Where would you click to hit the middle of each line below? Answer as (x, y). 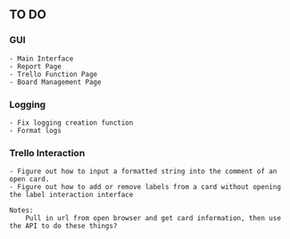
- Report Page (36, 66)
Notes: (21, 210)
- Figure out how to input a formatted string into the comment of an (143, 172)
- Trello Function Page (54, 74)
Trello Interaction (47, 152)
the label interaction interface (71, 195)
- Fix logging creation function (71, 123)
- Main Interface (41, 58)
